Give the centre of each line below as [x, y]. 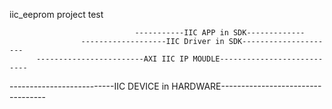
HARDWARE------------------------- [246, 86]
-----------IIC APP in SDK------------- [220, 33]
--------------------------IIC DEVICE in [89, 86]
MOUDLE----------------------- [258, 59]
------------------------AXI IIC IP [112, 59]
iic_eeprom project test [56, 14]
